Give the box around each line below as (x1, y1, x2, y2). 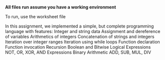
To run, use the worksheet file (5, 14, 66, 19)
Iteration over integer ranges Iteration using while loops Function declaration (5, 39, 160, 45)
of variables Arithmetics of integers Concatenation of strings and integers (5, 34, 155, 39)
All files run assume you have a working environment (5, 4, 116, 10)
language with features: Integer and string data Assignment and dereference (5, 29, 161, 34)
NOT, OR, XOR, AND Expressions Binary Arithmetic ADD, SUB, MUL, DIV (5, 49, 151, 55)
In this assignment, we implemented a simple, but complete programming (5, 23, 154, 29)
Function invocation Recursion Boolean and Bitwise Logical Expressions (5, 44, 151, 50)
